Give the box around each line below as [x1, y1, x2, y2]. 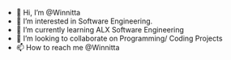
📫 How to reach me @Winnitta [15, 43, 120, 52]
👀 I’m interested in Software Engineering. [15, 16, 153, 26]
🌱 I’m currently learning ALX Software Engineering [15, 25, 185, 34]
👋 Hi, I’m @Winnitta [15, 8, 81, 17]
